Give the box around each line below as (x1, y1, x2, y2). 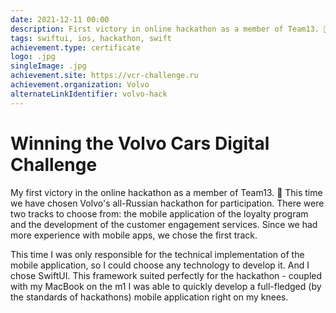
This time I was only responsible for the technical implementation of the (10, 248, 305, 260)
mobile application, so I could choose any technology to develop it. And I (10, 259, 310, 271)
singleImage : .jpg (10, 61, 87, 71)
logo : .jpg (10, 52, 56, 62)
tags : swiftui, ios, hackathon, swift (10, 33, 172, 43)
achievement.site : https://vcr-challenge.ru (10, 71, 199, 81)
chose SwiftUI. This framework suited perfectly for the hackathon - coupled (10, 269, 323, 281)
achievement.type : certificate (10, 42, 141, 53)
